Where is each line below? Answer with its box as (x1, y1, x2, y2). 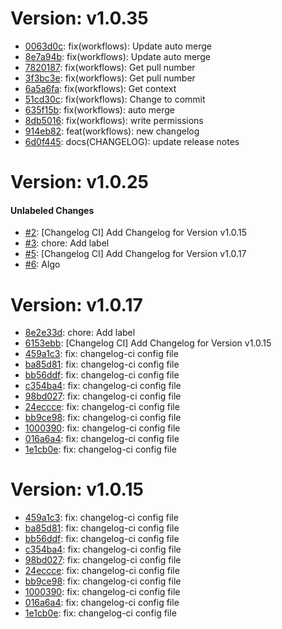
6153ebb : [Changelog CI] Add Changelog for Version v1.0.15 (24, 337, 272, 349)
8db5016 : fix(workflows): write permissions (24, 114, 204, 126)
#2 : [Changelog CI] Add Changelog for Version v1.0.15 (24, 227, 248, 239)
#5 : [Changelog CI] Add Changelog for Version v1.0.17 (24, 248, 247, 260)
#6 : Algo (24, 258, 61, 271)
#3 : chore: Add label (24, 237, 110, 249)
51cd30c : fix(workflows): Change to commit (24, 93, 206, 105)
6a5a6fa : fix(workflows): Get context (24, 82, 177, 94)
